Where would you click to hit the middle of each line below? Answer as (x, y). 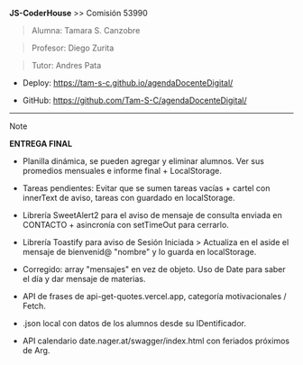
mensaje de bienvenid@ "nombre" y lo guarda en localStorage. (139, 252)
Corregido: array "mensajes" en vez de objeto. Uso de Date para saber (154, 269)
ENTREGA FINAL (41, 144)
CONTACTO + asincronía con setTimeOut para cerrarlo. (126, 225)
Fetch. (34, 306)
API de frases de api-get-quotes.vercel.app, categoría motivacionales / (154, 296)
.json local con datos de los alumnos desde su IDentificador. (134, 323)
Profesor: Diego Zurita (73, 48)
